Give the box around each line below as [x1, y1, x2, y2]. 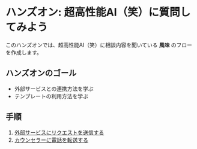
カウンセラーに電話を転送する [14, 136, 88, 144]
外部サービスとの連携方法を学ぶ [14, 85, 94, 92]
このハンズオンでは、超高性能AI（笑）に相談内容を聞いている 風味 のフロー [5, 41, 193, 48]
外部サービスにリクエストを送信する [14, 129, 105, 136]
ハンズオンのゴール [5, 68, 77, 78]
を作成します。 [5, 48, 43, 56]
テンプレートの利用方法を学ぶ [14, 92, 88, 99]
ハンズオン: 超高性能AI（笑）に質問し [5, 5, 191, 19]
